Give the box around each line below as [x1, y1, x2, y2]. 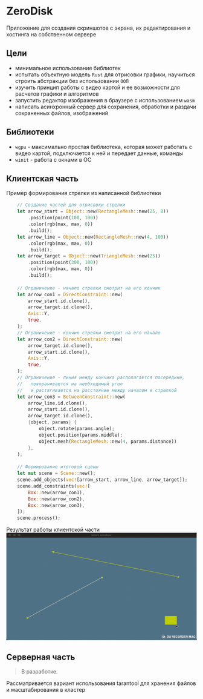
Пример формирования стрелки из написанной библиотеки [6, 190, 161, 197]
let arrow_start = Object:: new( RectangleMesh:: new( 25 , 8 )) [17, 208, 169, 214]
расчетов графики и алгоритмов [14, 90, 99, 98]
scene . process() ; [17, 515, 61, 522]
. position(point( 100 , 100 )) [28, 215, 98, 221]
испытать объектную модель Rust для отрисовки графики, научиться [14, 71, 195, 78]
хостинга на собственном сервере [6, 30, 97, 38]
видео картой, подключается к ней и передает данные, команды [14, 150, 183, 157]
